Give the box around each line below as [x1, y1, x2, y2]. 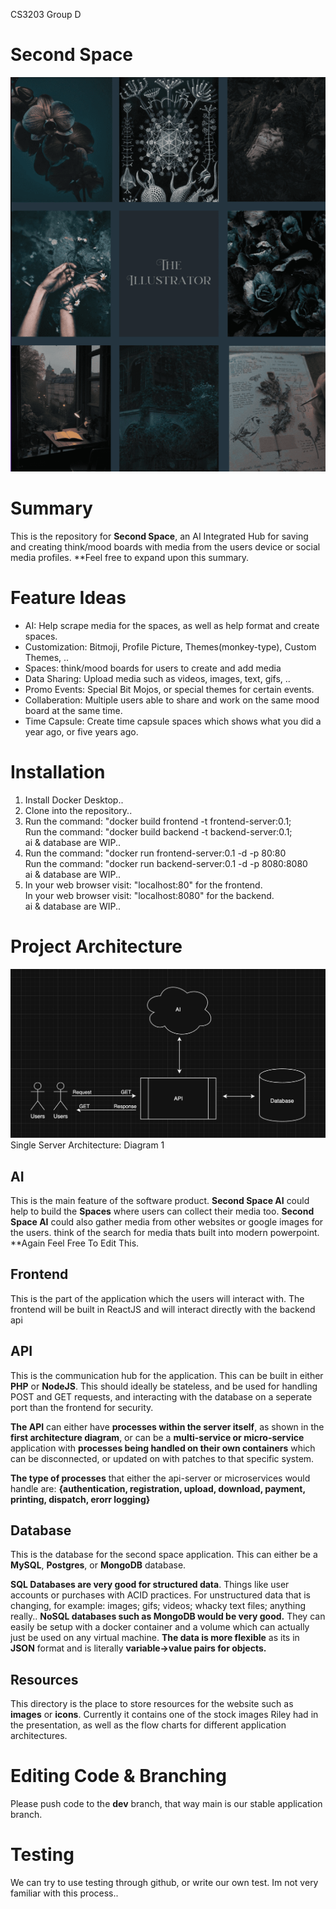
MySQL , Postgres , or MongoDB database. [10, 1559, 187, 1571]
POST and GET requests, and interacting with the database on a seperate [10, 1390, 313, 1403]
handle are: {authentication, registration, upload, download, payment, [10, 1482, 306, 1494]
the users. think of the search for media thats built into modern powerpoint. [10, 1227, 320, 1239]
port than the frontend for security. [10, 1401, 154, 1413]
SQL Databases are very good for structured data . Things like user [10, 1579, 290, 1591]
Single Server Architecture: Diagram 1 [10, 1139, 165, 1151]
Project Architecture [10, 935, 183, 958]
